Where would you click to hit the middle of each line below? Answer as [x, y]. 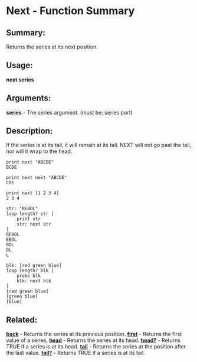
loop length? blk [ [30, 271]
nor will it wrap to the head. [39, 151]
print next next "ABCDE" [37, 178]
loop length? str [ [30, 214]
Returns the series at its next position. [52, 47]
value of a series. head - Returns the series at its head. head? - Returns [93, 340]
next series [20, 79]
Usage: [20, 65]
